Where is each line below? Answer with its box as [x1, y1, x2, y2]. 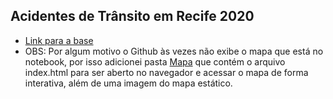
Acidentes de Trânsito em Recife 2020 [10, 8, 255, 25]
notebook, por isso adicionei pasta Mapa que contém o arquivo [24, 55, 286, 68]
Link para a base [24, 34, 94, 46]
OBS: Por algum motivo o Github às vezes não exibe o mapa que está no [24, 45, 324, 57]
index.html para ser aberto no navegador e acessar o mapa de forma [24, 66, 309, 78]
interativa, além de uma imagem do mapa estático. [24, 77, 233, 89]
